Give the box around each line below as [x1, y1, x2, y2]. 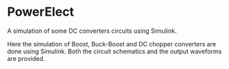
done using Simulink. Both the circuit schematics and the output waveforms [7, 47, 222, 55]
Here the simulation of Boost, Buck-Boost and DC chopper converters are [7, 40, 217, 48]
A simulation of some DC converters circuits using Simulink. [7, 27, 177, 35]
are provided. [7, 54, 46, 62]
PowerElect [7, 4, 74, 20]
